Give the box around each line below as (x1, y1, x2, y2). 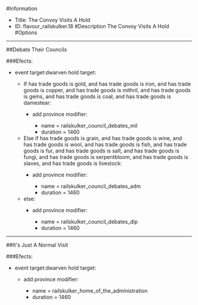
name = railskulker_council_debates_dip (41, 218, 138, 225)
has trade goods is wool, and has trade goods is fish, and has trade (23, 141, 187, 148)
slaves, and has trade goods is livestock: (23, 160, 123, 167)
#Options (14, 29, 37, 36)
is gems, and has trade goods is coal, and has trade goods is (23, 93, 171, 100)
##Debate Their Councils (6, 46, 67, 53)
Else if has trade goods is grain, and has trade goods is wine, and (23, 135, 183, 141)
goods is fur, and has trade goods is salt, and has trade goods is (23, 147, 180, 154)
